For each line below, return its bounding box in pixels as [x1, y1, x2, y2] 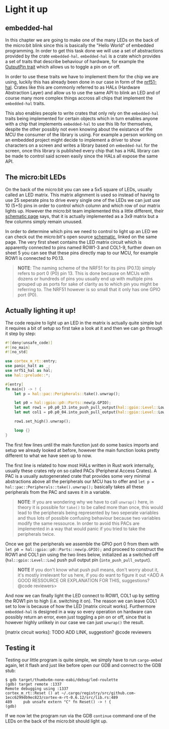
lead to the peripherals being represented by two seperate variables [17, 510, 159, 516]
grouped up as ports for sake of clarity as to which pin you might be [17, 281, 158, 287]
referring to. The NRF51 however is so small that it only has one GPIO [17, 286, 161, 292]
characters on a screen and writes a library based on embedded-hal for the [5, 142, 158, 148]
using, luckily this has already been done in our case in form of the [5, 79, 143, 85]
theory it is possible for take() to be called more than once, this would [17, 504, 163, 510]
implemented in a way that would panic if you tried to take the [17, 526, 146, 532]
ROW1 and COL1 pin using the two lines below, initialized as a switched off [5, 551, 158, 557]
